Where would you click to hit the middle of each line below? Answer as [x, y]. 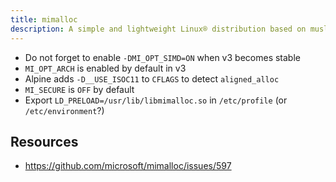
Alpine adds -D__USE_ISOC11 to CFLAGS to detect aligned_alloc [152, 78]
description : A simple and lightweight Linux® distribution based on [158, 29]
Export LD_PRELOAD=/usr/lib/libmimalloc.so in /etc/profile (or [156, 100]
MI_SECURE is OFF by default [79, 89]
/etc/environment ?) [64, 110]
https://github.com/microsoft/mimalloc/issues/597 [128, 166]
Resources [44, 141]
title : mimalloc [44, 19]
